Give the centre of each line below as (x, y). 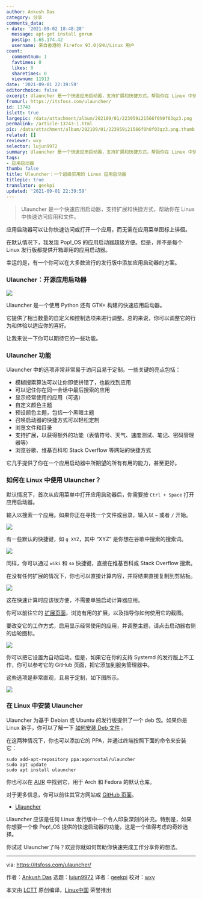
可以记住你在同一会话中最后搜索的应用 (62, 390)
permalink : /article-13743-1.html (50, 124)
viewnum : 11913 (31, 79)
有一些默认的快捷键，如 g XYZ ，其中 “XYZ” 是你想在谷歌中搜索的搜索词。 (96, 539)
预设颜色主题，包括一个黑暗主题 (54, 413)
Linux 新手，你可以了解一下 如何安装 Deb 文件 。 (67, 727)
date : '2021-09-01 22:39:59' (43, 85)
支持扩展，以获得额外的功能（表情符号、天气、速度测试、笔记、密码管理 (104, 435)
